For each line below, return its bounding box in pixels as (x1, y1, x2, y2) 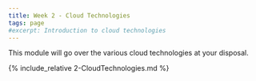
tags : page (8, 19, 45, 27)
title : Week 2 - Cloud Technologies (8, 11, 130, 20)
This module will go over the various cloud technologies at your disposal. (8, 48, 250, 58)
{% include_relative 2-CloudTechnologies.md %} (8, 64, 170, 73)
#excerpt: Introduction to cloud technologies (8, 26, 166, 34)
